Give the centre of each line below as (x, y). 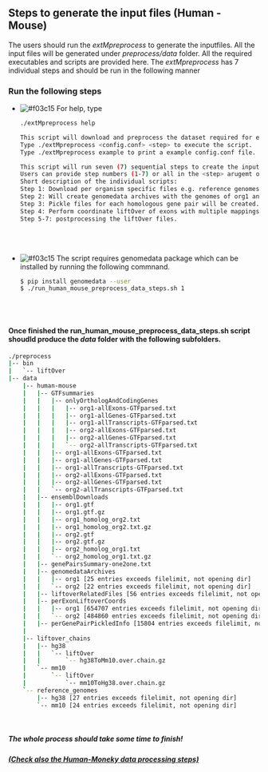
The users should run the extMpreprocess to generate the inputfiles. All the (132, 45)
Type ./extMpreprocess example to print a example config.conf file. (138, 152)
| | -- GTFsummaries (58, 393)
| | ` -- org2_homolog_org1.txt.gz (87, 557)
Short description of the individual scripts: (99, 182)
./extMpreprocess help (57, 123)
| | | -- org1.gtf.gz (64, 512)
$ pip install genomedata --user (75, 281)
